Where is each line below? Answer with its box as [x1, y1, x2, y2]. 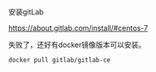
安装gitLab [8, 7, 44, 16]
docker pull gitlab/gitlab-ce [8, 56, 111, 64]
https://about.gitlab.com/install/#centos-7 [8, 23, 149, 32]
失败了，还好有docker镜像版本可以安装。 [8, 40, 146, 49]
